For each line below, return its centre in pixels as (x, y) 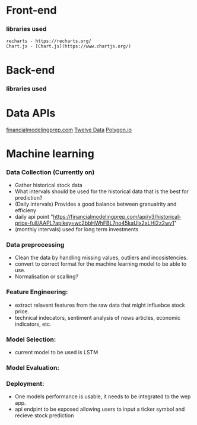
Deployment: (25, 383)
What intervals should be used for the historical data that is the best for (101, 191)
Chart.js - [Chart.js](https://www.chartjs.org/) (69, 46)
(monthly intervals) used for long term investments (77, 229)
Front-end (31, 10)
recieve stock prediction (44, 415)
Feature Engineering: (37, 292)
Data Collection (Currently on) (50, 172)
